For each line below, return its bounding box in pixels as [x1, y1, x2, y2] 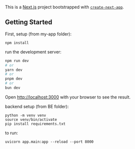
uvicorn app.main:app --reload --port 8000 [5, 139, 94, 144]
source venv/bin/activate [5, 117, 57, 122]
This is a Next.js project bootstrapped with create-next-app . [5, 4, 124, 10]
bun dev [5, 85, 21, 90]
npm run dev [5, 58, 29, 63]
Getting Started [5, 18, 53, 26]
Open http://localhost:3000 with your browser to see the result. [5, 94, 131, 100]
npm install [5, 40, 29, 45]
